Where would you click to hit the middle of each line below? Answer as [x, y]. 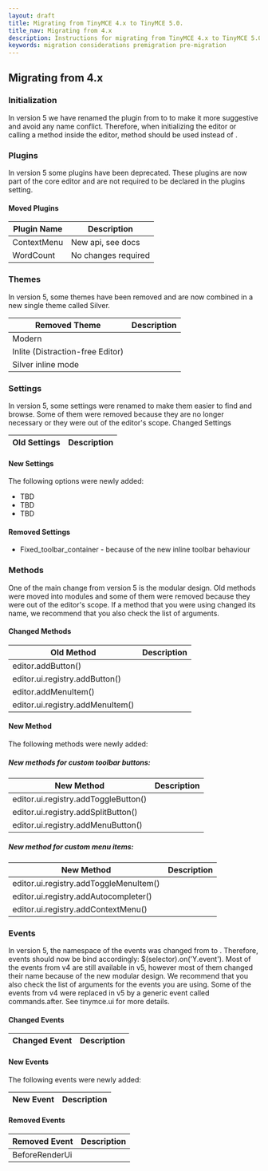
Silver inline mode [46, 364]
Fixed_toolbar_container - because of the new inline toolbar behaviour [135, 550]
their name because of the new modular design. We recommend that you [128, 976]
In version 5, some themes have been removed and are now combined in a [131, 297]
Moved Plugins [33, 208]
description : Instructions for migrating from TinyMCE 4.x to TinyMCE [128, 38]
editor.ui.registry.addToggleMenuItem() [86, 883]
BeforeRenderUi [42, 1154]
